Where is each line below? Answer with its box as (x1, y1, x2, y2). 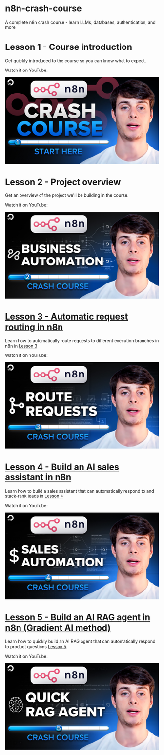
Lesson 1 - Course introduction (5, 42, 133, 53)
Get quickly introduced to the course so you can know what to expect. (5, 57, 146, 64)
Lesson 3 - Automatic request (5, 311, 128, 322)
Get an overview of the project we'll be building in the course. (5, 192, 129, 198)
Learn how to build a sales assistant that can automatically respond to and (5, 488, 155, 494)
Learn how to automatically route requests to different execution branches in (5, 337, 159, 343)
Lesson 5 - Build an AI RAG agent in (5, 612, 150, 623)
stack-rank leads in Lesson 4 (5, 493, 63, 499)
